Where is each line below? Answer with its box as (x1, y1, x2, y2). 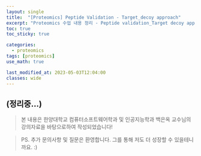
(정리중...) (6, 98, 42, 109)
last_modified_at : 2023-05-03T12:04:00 (6, 70, 106, 76)
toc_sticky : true (6, 31, 50, 37)
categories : (6, 42, 36, 48)
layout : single (6, 8, 44, 15)
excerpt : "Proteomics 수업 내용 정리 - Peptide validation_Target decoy (6, 20, 184, 26)
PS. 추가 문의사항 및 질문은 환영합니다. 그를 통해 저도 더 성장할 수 (20, 136, 173, 143)
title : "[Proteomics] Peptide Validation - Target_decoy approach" (6, 14, 181, 20)
